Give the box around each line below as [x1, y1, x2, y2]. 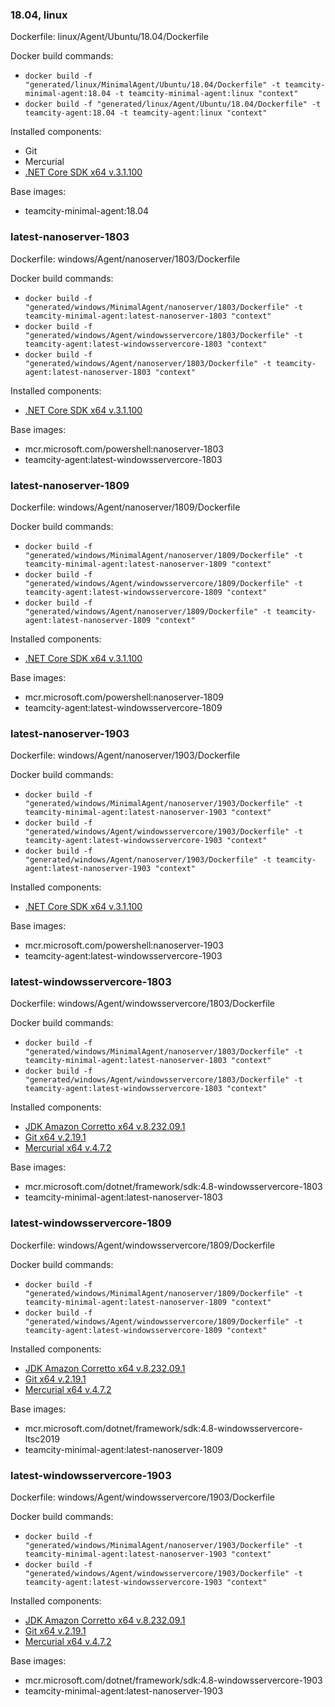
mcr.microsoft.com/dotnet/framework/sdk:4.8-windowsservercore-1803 [24, 1181, 323, 1193]
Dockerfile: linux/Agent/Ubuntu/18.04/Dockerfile [10, 31, 209, 43]
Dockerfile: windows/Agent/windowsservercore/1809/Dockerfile [10, 1239, 276, 1251]
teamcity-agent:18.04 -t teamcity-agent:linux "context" [24, 108, 268, 118]
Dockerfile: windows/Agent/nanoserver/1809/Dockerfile [10, 501, 241, 513]
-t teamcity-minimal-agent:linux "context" [114, 89, 299, 99]
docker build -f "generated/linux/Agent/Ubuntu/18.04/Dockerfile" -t [24, 99, 322, 110]
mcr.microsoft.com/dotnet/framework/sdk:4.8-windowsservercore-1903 [24, 1674, 323, 1687]
